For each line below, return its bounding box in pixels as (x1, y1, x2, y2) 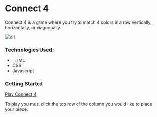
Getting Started (5, 80, 43, 87)
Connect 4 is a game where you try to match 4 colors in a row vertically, (5, 19, 152, 25)
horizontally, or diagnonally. (5, 24, 62, 30)
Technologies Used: (5, 46, 54, 53)
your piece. (5, 106, 28, 112)
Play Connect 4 (5, 91, 37, 97)
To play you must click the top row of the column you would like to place (5, 101, 152, 107)
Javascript (12, 68, 34, 74)
